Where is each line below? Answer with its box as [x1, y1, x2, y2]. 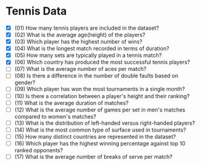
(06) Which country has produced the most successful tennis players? [14, 59, 190, 66]
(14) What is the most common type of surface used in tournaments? [14, 126, 186, 133]
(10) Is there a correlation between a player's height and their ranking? [14, 92, 190, 99]
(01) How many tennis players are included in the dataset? [14, 24, 159, 32]
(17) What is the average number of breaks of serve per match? [14, 153, 173, 160]
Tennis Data [5, 4, 67, 18]
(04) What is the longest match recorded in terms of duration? [14, 45, 170, 52]
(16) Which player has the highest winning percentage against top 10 [14, 139, 186, 147]
